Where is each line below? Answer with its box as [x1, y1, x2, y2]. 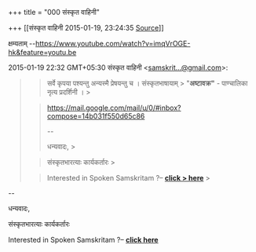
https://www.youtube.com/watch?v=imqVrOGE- [35, 39, 191, 48]
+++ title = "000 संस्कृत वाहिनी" [8, 8, 101, 16]
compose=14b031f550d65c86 [46, 111, 145, 121]
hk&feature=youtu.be [8, 48, 77, 57]
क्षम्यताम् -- [8, 39, 36, 48]
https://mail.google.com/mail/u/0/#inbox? [46, 103, 181, 112]
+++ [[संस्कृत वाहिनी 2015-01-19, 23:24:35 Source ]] [8, 24, 164, 32]
